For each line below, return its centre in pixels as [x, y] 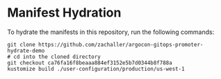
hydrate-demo [26, 51]
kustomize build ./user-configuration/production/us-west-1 [96, 69]
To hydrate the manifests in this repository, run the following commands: [111, 32]
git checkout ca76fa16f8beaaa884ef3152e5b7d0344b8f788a [90, 63]
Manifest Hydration [64, 13]
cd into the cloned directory [57, 57]
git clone [22, 44]
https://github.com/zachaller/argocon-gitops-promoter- [121, 44]
